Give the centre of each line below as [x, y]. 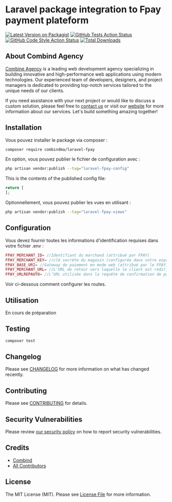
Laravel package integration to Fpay [83, 10]
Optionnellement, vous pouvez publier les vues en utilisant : [68, 203]
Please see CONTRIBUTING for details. [47, 403]
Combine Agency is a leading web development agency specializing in [80, 68]
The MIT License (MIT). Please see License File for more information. [78, 494]
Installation [24, 128]
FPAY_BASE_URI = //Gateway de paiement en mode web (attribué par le [80, 265]
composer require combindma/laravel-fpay [50, 149]
